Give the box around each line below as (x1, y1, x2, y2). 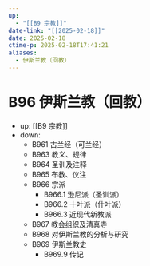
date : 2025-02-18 (8, 34, 66, 42)
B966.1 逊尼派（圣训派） (43, 189, 124, 199)
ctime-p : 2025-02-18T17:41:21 (8, 42, 109, 50)
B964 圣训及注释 (31, 159, 88, 169)
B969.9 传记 (43, 249, 84, 259)
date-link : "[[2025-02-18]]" (8, 26, 105, 34)
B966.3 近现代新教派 (43, 209, 112, 219)
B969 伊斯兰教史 (31, 239, 87, 248)
